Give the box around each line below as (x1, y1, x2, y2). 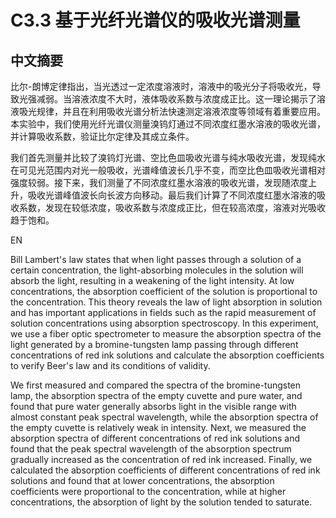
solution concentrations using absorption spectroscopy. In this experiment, (10, 317, 319, 329)
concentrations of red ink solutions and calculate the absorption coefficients (10, 349, 325, 361)
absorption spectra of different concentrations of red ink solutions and (10, 432, 301, 444)
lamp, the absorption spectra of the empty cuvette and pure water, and (10, 390, 303, 401)
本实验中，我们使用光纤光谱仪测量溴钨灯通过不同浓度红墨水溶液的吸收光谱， (10, 118, 326, 130)
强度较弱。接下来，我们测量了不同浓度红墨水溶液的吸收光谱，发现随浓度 (10, 177, 308, 188)
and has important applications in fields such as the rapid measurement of (10, 307, 317, 318)
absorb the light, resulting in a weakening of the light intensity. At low (10, 275, 295, 286)
